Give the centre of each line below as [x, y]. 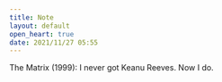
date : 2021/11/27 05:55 [54, 42]
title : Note [31, 17]
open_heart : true [42, 34]
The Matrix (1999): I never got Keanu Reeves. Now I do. [111, 68]
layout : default [40, 26]
